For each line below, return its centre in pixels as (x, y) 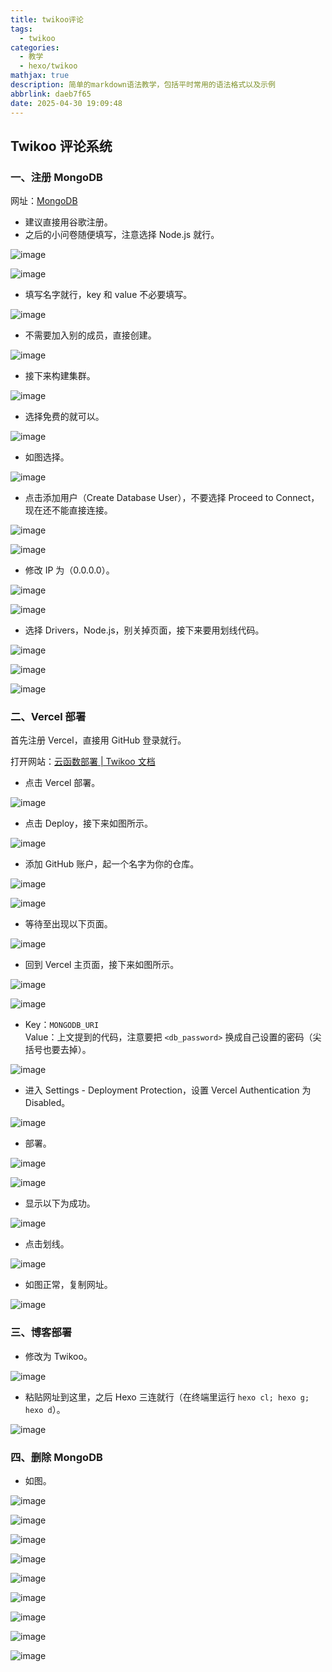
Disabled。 (47, 1103)
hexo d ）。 (45, 1409)
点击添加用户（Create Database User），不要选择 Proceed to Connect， (172, 498)
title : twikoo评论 (47, 19)
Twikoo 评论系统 (61, 146)
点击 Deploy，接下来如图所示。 (88, 823)
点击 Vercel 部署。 (62, 783)
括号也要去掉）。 (58, 1050)
